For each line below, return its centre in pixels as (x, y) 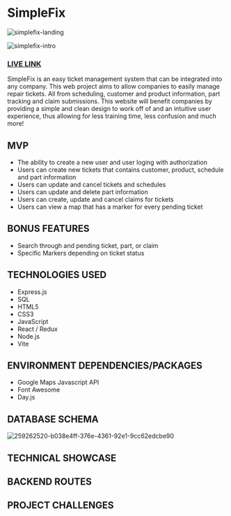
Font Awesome (39, 390)
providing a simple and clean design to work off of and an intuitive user (109, 109)
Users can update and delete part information (82, 192)
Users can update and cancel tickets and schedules (91, 185)
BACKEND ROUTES (50, 482)
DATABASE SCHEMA (53, 419)
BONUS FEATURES (48, 229)
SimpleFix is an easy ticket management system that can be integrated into (115, 79)
